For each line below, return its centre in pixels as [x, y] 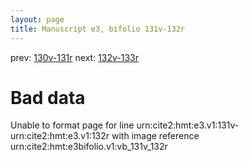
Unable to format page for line [72, 125]
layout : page [37, 19]
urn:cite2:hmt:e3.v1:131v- [188, 125]
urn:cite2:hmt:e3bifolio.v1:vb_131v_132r [89, 147]
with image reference [155, 136]
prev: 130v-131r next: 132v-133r [75, 57]
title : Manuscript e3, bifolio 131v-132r [98, 29]
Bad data [48, 97]
